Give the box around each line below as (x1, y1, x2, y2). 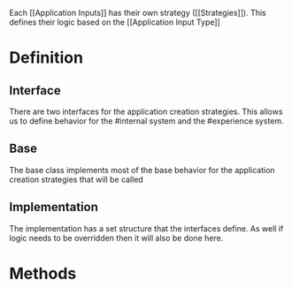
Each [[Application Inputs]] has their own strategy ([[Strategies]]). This (9, 8, 267, 18)
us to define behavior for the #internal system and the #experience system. (9, 116, 285, 126)
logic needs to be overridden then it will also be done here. (9, 232, 224, 243)
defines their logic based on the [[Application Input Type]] (9, 17, 221, 27)
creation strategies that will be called (9, 174, 143, 185)
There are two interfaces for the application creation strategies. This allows (9, 106, 283, 117)
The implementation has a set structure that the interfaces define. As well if (9, 223, 284, 233)
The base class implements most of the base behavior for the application (9, 164, 276, 175)
